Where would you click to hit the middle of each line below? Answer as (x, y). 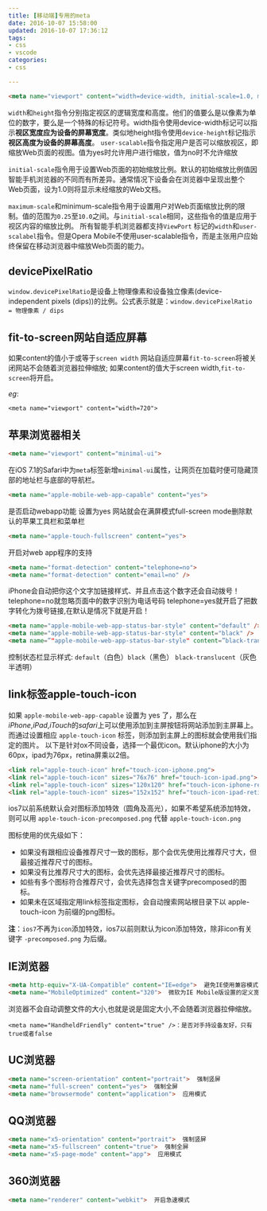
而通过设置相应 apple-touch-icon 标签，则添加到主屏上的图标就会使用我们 (129, 735)
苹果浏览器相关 (45, 435)
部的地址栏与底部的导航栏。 (54, 479)
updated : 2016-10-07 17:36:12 (58, 30)
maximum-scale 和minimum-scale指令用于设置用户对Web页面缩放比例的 (123, 206)
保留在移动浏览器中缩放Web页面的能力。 (81, 246)
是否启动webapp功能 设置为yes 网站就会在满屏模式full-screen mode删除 (127, 511)
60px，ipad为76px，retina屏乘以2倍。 (71, 755)
